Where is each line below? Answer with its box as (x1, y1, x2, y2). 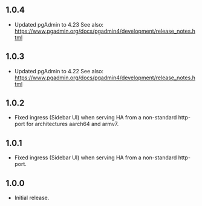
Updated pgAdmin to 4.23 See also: (14, 21, 104, 28)
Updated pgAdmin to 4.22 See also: (14, 67, 104, 75)
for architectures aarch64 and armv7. (26, 121, 119, 128)
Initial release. (14, 194, 50, 202)
